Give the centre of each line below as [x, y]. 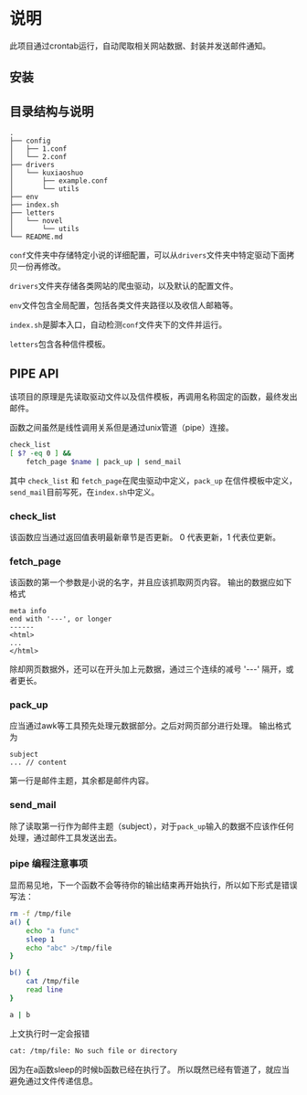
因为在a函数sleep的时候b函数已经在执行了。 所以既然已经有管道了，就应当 [150, 1069]
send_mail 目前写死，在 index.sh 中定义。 [85, 492]
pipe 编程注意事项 [49, 863]
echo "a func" [53, 930]
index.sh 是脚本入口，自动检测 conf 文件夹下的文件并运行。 [118, 324]
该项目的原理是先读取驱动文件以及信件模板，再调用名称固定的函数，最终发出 [153, 396]
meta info [28, 611]
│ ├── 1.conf [38, 149]
